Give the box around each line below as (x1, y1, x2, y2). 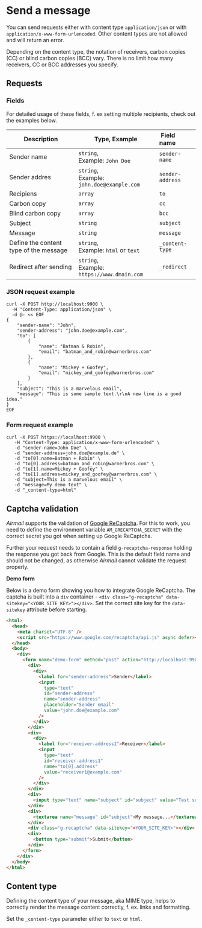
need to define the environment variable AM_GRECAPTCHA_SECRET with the (6, 526, 182, 533)
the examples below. (6, 116, 57, 124)
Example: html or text (78, 246, 140, 254)
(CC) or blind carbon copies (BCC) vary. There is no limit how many (6, 54, 173, 62)
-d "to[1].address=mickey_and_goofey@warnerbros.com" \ (14, 471, 158, 477)
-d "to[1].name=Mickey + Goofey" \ (14, 466, 103, 472)
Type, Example (94, 135, 138, 143)
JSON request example (6, 287, 75, 296)
